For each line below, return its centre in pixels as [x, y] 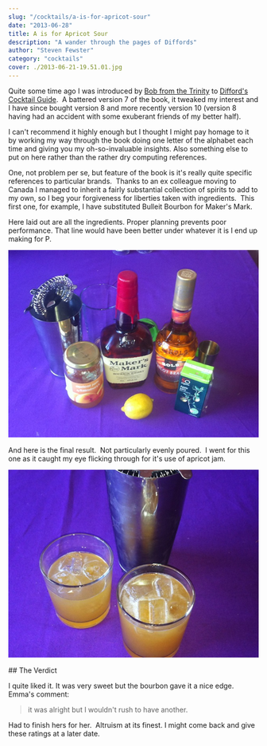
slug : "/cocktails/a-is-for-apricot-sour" [79, 17]
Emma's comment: [39, 694]
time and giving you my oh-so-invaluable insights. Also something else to [128, 148]
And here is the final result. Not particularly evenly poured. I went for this [129, 450]
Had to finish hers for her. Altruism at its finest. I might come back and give [132, 725]
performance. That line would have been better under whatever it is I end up [133, 230]
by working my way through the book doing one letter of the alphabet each [131, 140]
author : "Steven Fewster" [51, 51]
